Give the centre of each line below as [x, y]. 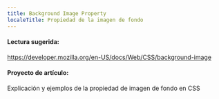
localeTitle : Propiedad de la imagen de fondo [75, 20]
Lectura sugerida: [34, 42]
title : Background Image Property [57, 13]
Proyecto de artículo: [38, 73]
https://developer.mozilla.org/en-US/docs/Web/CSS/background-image [109, 57]
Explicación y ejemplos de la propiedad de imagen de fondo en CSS [104, 88]
